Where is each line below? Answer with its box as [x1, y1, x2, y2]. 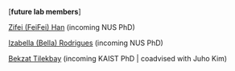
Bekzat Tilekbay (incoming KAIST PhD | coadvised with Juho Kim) [8, 54, 228, 63]
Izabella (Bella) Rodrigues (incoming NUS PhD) [8, 38, 163, 48]
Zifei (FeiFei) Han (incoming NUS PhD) [8, 23, 135, 31]
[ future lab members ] [8, 7, 82, 16]
